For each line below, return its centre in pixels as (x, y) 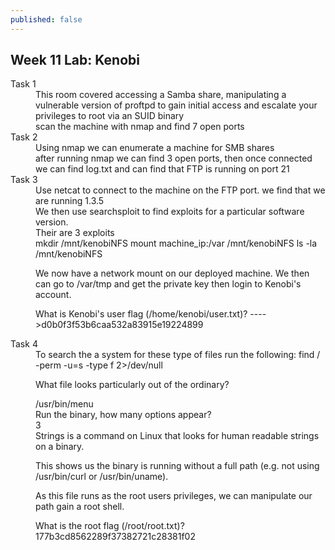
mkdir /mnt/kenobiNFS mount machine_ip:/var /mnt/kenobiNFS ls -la (176, 243)
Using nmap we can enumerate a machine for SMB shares (155, 148)
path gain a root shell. (80, 507)
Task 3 (24, 180)
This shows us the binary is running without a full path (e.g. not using (177, 466)
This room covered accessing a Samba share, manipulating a (161, 95)
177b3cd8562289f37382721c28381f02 (115, 537)
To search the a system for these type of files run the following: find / (178, 355)
